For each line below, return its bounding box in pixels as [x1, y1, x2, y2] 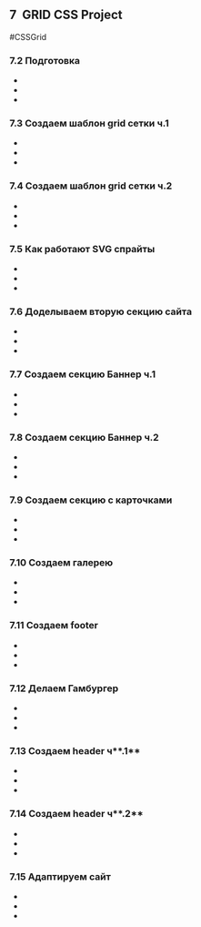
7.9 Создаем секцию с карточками [9, 494, 173, 506]
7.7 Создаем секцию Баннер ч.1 [9, 368, 156, 381]
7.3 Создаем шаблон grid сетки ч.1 [9, 117, 170, 130]
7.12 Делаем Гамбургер [9, 682, 119, 695]
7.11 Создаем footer [9, 619, 98, 632]
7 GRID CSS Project [9, 7, 123, 23]
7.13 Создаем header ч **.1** [9, 745, 141, 757]
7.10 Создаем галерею [9, 556, 114, 569]
